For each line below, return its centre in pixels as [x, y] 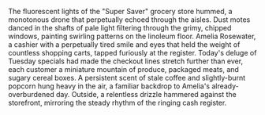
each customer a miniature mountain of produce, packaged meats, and [123, 69]
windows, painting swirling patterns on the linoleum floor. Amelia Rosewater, [132, 36]
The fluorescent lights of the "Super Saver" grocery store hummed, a [120, 11]
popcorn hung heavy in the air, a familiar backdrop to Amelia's [109, 86]
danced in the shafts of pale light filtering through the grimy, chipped [120, 28]
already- [225, 86]
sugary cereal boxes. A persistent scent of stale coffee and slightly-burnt [127, 78]
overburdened [31, 94]
